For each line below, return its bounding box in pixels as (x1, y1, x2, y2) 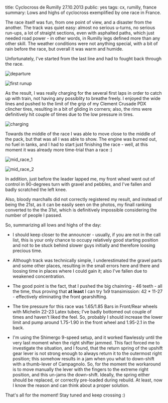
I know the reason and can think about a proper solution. (12, 382, 129, 388)
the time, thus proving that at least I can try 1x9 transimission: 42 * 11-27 (12, 288, 163, 294)
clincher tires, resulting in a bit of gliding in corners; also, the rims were (5, 106, 152, 112)
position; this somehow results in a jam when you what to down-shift (12, 356, 154, 361)
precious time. (12, 248, 43, 254)
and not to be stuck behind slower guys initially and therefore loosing (12, 243, 155, 248)
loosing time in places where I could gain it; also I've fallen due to (12, 268, 147, 274)
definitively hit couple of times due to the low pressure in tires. (5, 111, 134, 117)
